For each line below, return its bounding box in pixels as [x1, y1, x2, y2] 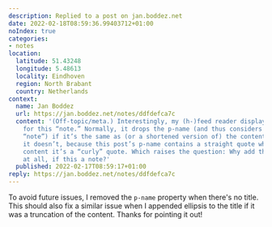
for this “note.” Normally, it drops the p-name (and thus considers [23, 125, 263, 133]
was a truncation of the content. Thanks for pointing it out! [8, 210, 203, 219]
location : [8, 49, 42, 58]
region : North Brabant [15, 79, 92, 88]
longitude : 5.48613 [15, 65, 82, 73]
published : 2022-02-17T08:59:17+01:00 [15, 163, 147, 171]
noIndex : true [8, 27, 57, 35]
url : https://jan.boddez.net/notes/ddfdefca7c [15, 110, 176, 118]
